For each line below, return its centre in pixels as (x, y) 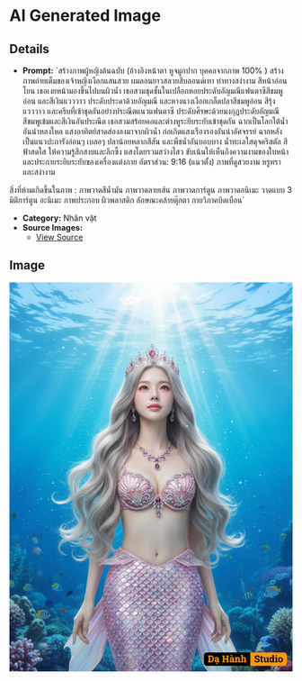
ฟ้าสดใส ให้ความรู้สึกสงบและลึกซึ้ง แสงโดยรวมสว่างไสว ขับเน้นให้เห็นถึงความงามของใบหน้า (155, 151)
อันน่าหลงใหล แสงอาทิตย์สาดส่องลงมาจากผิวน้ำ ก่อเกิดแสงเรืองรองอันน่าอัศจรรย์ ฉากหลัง (152, 131)
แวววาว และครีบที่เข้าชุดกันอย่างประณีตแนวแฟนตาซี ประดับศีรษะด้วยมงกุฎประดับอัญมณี (151, 111)
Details (29, 49)
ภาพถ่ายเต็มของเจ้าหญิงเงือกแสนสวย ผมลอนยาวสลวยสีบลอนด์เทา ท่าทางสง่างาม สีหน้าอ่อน (155, 81)
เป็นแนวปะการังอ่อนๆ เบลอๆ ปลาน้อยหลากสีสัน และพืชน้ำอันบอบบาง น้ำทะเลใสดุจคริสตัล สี (155, 141)
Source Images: (53, 227)
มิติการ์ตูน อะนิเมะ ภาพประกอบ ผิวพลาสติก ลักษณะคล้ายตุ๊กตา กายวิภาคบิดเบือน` (127, 200)
